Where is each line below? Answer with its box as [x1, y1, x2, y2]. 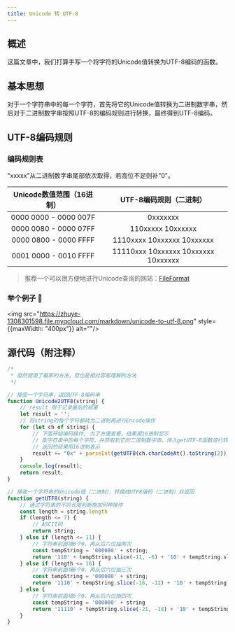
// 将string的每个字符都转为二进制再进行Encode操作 [20, 417, 156, 424]
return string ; [32, 528, 77, 535]
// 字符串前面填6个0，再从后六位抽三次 [32, 566, 131, 574]
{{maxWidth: [7, 325, 44, 333]
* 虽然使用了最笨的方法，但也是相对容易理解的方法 [10, 372, 136, 379]
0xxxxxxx [147, 212, 180, 222]
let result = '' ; [20, 411, 71, 418]
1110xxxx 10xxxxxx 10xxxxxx [112, 235, 215, 245]
